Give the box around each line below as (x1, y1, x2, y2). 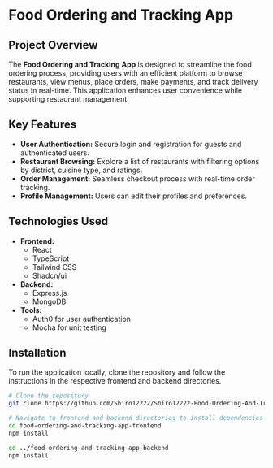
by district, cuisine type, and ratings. (19, 165, 143, 175)
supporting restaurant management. (8, 94, 130, 103)
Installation (8, 346, 67, 360)
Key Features (8, 118, 77, 132)
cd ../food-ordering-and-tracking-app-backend (8, 444, 169, 452)
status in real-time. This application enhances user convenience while (8, 85, 242, 95)
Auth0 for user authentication (32, 314, 132, 323)
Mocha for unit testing (32, 323, 107, 332)
